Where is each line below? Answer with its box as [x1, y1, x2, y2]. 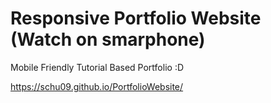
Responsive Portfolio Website [10, 7, 262, 30]
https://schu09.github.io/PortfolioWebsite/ [10, 80, 184, 92]
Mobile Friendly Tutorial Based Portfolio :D [10, 61, 185, 73]
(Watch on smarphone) [10, 28, 206, 51]
